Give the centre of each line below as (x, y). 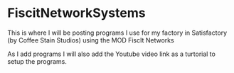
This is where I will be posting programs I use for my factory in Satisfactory (117, 33)
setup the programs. (37, 61)
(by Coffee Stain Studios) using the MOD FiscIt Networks (91, 40)
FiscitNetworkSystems (76, 13)
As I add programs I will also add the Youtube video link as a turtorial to (111, 54)
